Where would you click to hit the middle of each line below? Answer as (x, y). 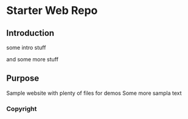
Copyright (22, 109)
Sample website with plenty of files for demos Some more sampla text (94, 93)
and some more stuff (33, 59)
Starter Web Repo (52, 11)
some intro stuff (26, 47)
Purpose (23, 79)
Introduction (30, 33)
